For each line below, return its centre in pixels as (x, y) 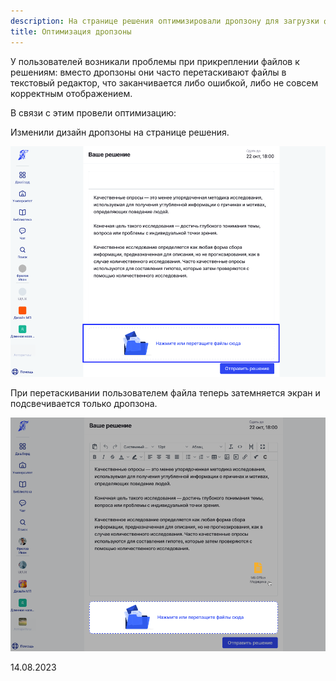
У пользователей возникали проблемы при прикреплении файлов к (155, 61)
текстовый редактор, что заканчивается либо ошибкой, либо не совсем (164, 82)
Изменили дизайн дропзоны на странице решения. (120, 132)
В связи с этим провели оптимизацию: (93, 112)
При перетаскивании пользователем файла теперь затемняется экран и (165, 393)
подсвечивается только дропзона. (84, 404)
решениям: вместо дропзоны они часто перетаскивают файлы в (148, 72)
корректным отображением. (71, 93)
